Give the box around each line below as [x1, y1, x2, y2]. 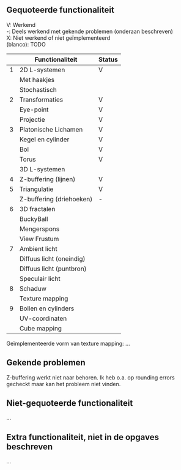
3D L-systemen [19, 165, 65, 173]
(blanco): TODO [6, 40, 46, 48]
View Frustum [19, 234, 59, 243]
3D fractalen [19, 204, 56, 213]
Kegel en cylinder [19, 135, 70, 143]
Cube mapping [19, 324, 62, 332]
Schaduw [19, 284, 47, 293]
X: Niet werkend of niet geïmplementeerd [6, 34, 111, 42]
